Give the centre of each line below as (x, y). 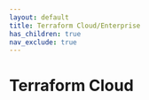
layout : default (39, 17)
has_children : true (45, 34)
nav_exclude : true (43, 42)
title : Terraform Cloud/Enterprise (75, 26)
